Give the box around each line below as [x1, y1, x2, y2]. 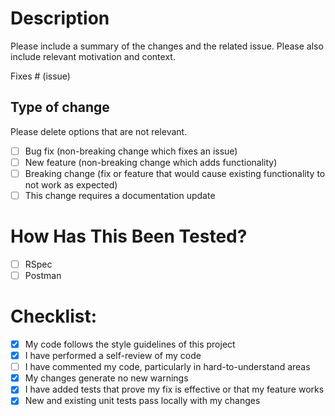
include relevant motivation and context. [10, 50, 176, 62]
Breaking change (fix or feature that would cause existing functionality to [24, 167, 326, 179]
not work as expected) [24, 178, 118, 191]
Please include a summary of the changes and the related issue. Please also [10, 40, 324, 52]
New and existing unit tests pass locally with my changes [24, 395, 261, 407]
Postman [24, 270, 62, 281]
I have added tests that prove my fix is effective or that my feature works [24, 383, 325, 396]
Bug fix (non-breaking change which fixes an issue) [24, 145, 238, 157]
